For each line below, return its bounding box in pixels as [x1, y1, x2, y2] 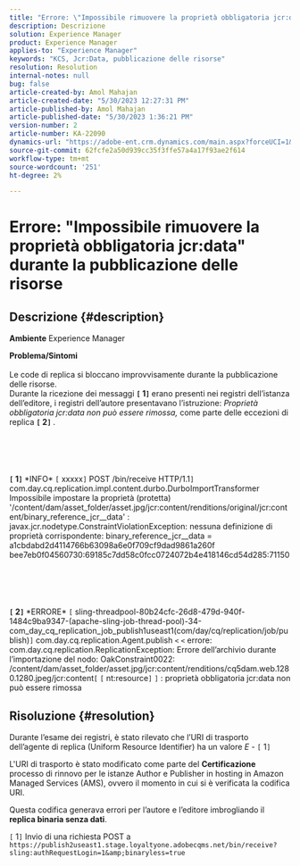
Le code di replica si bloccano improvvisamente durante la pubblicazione [9, 370, 279, 380]
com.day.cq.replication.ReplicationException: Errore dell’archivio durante [9, 645, 277, 655]
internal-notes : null [9, 71, 90, 80]
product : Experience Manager [9, 37, 118, 47]
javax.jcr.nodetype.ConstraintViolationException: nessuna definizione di [9, 521, 273, 532]
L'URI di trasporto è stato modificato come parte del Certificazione [9, 759, 256, 770]
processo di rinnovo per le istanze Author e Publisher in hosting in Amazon [9, 769, 284, 779]
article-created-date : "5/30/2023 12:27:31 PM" [9, 96, 190, 105]
